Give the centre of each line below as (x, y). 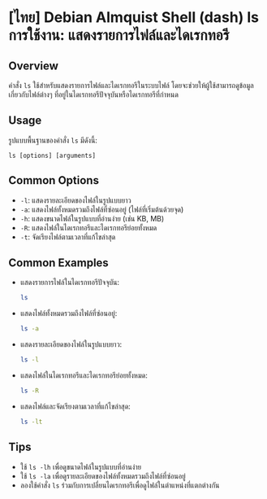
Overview (34, 66)
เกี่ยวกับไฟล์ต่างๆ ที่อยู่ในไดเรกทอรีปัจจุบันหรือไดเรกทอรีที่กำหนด (93, 94)
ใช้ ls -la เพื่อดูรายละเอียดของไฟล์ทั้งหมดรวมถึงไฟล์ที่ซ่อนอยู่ (103, 475)
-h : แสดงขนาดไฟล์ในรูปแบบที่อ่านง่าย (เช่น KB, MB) (92, 218)
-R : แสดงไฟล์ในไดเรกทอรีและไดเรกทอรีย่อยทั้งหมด (88, 227)
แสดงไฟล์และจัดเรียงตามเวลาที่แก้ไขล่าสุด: (75, 406)
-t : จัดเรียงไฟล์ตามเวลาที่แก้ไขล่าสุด (68, 237)
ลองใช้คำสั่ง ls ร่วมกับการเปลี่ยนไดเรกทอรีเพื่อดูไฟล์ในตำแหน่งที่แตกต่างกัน (120, 485)
